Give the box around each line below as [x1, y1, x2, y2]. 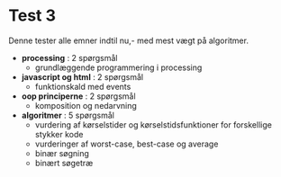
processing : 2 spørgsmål [21, 52, 118, 63]
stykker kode [34, 128, 84, 139]
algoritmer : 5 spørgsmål [21, 110, 114, 120]
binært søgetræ [34, 157, 94, 168]
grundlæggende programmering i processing [34, 62, 203, 73]
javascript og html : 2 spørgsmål [21, 71, 144, 82]
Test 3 [8, 5, 56, 26]
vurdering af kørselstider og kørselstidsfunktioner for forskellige [34, 119, 272, 130]
